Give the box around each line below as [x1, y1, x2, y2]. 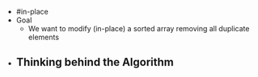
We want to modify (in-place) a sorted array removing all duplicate [27, 24, 250, 33]
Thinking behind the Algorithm [15, 55, 174, 69]
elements [27, 32, 59, 42]
